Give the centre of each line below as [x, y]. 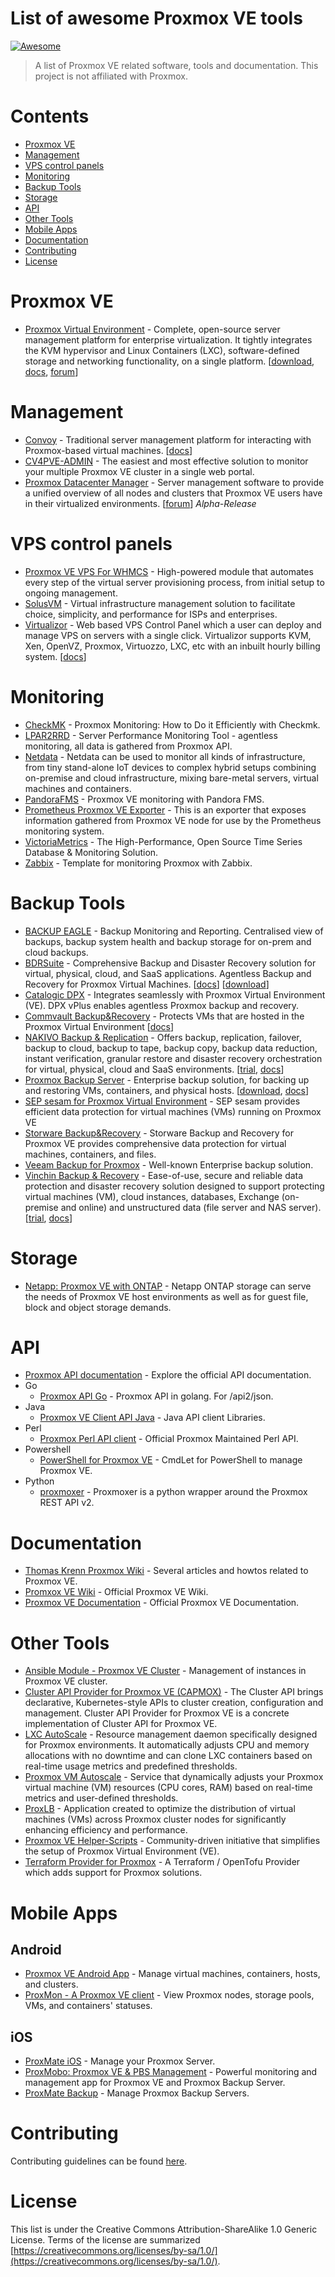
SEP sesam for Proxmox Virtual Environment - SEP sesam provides [162, 1101]
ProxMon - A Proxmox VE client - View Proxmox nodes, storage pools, [169, 1995]
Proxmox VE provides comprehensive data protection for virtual [155, 1143]
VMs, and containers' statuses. [88, 2006]
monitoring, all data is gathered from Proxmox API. [128, 746]
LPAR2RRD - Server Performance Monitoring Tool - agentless [151, 735]
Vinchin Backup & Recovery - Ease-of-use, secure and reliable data [164, 1175]
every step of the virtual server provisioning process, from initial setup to [174, 582]
